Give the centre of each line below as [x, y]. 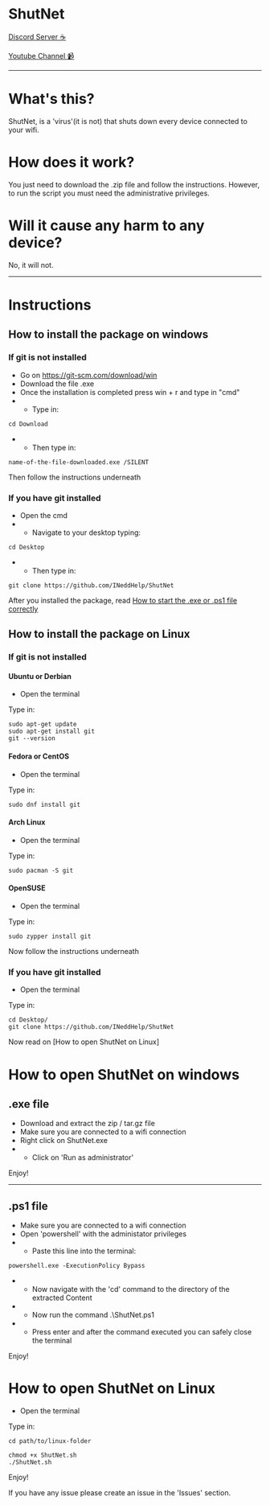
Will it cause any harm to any [106, 225]
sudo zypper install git [50, 937]
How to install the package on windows [108, 335]
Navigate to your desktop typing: [86, 533]
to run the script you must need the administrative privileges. [109, 193]
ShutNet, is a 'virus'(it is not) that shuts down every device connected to [128, 121]
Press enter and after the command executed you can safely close [142, 1332]
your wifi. [24, 130]
